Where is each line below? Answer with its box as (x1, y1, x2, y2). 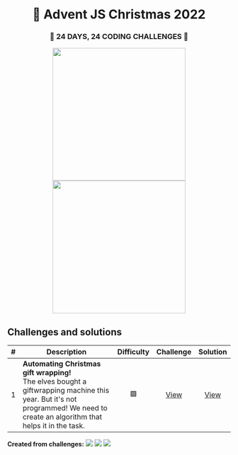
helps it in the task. (22, 421, 85, 431)
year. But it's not (22, 394, 77, 404)
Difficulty (117, 347, 150, 357)
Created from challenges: (7, 440, 84, 449)
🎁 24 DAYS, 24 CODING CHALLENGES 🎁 (49, 32, 189, 42)
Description (46, 347, 87, 357)
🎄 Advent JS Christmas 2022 (32, 6, 206, 23)
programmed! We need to (22, 403, 108, 413)
